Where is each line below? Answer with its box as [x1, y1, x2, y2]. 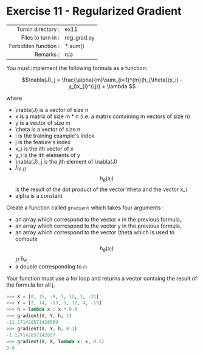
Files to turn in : [21, 33, 60, 41]
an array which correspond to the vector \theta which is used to [15, 228, 175, 236]
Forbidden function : [9, 43, 60, 50]
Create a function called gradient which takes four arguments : [6, 204, 164, 211]
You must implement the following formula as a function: [6, 64, 148, 71]
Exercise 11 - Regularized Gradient [6, 4, 182, 18]
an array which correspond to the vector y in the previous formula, [15, 222, 182, 229]
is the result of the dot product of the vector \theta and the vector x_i [15, 186, 187, 193]
